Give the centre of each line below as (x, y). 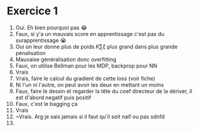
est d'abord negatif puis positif (53, 98)
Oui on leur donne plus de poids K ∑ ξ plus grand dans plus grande (97, 47)
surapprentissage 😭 (41, 40)
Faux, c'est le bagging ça (46, 103)
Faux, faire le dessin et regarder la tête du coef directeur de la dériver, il (104, 91)
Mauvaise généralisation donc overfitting (66, 59)
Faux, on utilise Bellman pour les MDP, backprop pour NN (86, 65)
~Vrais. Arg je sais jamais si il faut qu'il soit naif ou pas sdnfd (90, 116)
